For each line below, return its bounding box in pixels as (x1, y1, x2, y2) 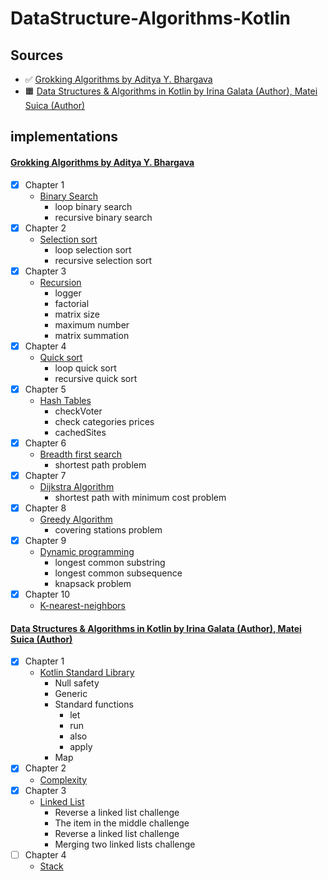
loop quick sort (54, 362, 117, 374)
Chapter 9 (24, 535, 67, 547)
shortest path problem (54, 458, 147, 471)
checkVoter (54, 405, 103, 417)
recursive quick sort (54, 372, 138, 384)
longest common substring (54, 557, 166, 569)
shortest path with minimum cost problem (54, 492, 227, 504)
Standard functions (54, 698, 134, 711)
